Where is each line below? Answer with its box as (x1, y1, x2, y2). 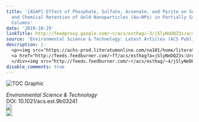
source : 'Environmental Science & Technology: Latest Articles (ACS (6, 36, 179, 42)
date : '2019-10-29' (6, 25, 54, 31)
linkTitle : (6, 31, 33, 37)
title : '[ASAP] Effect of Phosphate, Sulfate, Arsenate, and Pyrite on (6, 8, 187, 15)
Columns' (11, 20, 33, 25)
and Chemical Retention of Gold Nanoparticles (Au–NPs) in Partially (11, 14, 187, 20)
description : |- (6, 42, 46, 48)
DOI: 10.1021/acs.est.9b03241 (6, 98, 78, 105)
